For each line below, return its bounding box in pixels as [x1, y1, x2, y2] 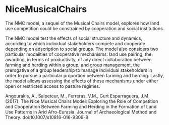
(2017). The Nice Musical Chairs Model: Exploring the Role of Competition [5, 98, 158, 104]
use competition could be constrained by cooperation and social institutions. [5, 25, 164, 31]
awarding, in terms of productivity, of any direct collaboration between [5, 56, 152, 62]
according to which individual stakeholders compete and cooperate [5, 40, 145, 46]
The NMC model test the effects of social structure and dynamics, [5, 35, 143, 41]
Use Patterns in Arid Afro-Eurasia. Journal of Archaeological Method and [5, 109, 157, 115]
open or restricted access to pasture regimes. [5, 83, 100, 89]
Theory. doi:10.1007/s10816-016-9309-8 [5, 114, 89, 120]
